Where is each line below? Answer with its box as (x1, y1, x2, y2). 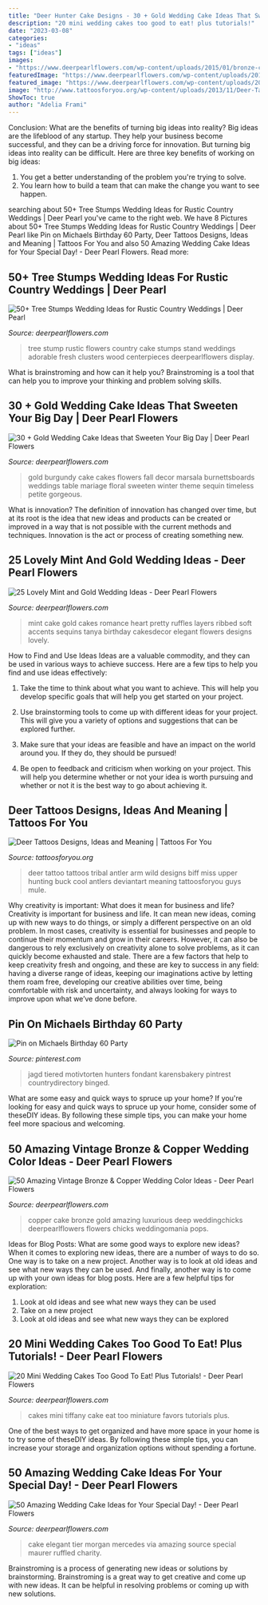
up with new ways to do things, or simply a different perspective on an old (8, 918, 252, 927)
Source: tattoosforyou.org (8, 853, 94, 862)
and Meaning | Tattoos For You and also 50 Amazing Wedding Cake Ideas (8, 239, 250, 249)
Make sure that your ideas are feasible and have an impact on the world (19, 739, 256, 749)
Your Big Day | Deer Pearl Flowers (8, 412, 179, 425)
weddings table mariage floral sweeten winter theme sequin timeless (27, 480, 254, 490)
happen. (19, 189, 48, 199)
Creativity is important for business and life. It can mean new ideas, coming (8, 909, 257, 919)
